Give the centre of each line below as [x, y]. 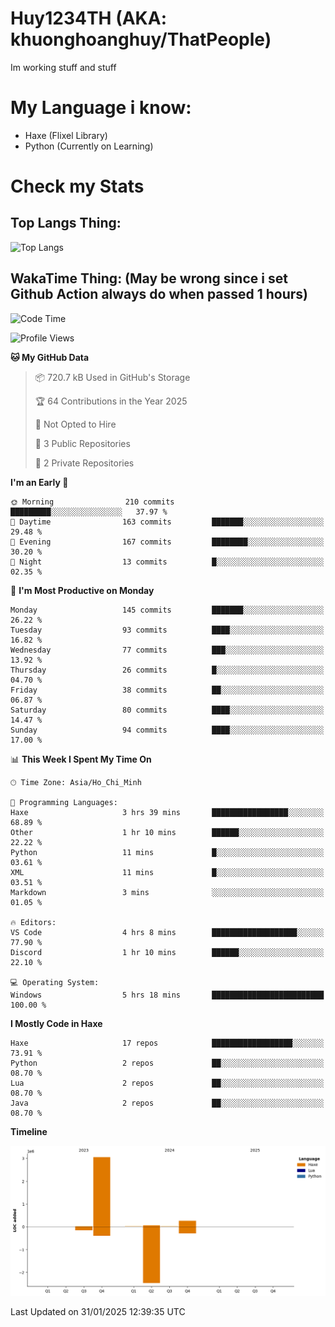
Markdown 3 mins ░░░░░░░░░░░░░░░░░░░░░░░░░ [167, 892]
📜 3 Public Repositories [82, 443]
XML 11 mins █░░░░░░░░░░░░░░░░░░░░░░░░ [167, 872]
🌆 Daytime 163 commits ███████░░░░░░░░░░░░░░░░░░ [167, 522]
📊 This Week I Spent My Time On [81, 759]
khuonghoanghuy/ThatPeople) [141, 39]
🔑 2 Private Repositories [84, 463]
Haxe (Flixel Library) [66, 135]
